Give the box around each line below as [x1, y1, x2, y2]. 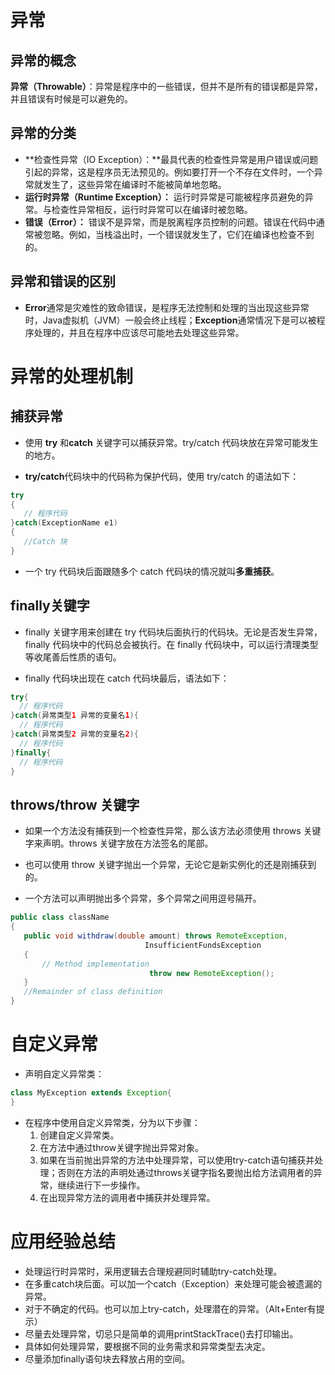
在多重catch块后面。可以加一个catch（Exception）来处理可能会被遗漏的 [24, 1277, 323, 1290]
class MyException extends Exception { [10, 1087, 172, 1098]
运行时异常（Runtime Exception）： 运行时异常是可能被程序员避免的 [24, 191, 305, 203]
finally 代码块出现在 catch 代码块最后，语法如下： [24, 672, 230, 684]
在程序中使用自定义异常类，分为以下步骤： [24, 1116, 201, 1128]
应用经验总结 [10, 1230, 117, 1253]
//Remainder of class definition [23, 987, 163, 997]
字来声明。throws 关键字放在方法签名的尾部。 [24, 837, 214, 850]
